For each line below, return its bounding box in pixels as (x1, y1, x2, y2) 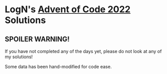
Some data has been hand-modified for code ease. (5, 64, 112, 69)
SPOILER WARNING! (5, 35, 70, 43)
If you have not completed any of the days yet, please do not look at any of (5, 48, 162, 54)
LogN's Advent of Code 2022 (5, 4, 131, 15)
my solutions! (5, 54, 33, 60)
